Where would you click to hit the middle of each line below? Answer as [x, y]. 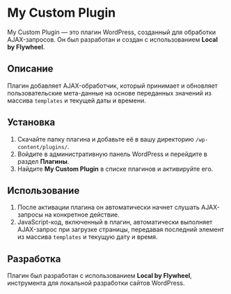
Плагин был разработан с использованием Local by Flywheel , [100, 276]
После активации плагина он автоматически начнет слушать [109, 208]
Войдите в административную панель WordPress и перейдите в [112, 154]
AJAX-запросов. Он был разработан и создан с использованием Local [112, 39]
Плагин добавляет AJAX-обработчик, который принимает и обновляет [112, 86]
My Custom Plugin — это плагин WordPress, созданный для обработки [112, 32]
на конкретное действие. [82, 215]
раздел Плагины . [43, 161]
